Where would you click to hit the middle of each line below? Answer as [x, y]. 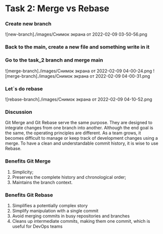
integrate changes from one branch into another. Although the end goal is [79, 128]
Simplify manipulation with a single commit [55, 211]
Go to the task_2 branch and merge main [54, 60]
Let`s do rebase [24, 88]
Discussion [19, 112]
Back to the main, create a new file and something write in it [77, 47]
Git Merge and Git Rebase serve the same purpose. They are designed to [79, 123]
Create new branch [28, 24]
